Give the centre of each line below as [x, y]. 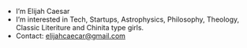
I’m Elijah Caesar [43, 11]
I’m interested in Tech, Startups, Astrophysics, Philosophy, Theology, [127, 19]
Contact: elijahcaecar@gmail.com [71, 36]
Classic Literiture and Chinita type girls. [80, 27]
